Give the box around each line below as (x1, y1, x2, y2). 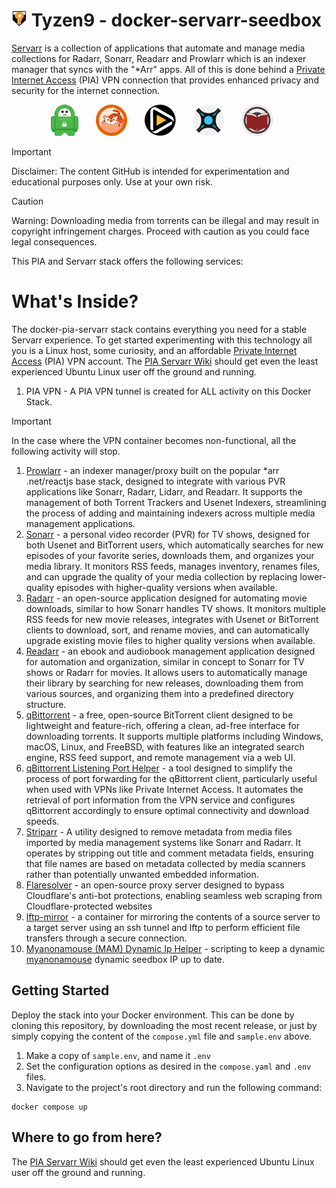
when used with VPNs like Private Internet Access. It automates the (25, 783, 304, 795)
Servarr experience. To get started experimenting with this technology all (11, 334, 313, 346)
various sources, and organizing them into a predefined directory (25, 687, 294, 699)
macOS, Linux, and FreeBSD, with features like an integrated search (25, 740, 305, 753)
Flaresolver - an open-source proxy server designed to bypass (25, 879, 285, 891)
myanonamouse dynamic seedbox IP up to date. (25, 953, 225, 965)
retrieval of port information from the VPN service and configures (25, 794, 296, 806)
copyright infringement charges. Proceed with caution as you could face (11, 225, 310, 237)
